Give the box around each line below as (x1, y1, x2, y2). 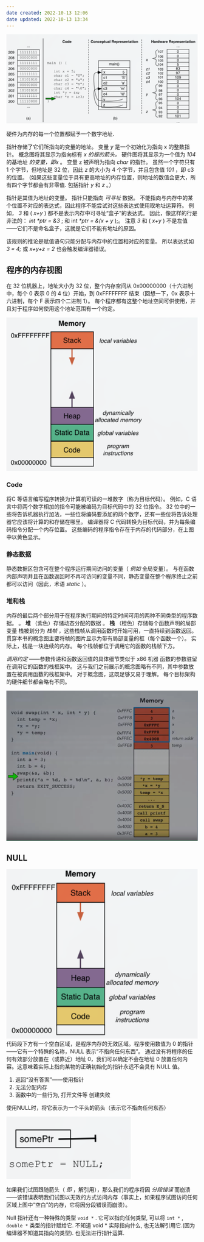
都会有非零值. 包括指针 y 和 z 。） (32, 182, 115, 189)
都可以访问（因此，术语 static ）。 (6, 580, 90, 588)
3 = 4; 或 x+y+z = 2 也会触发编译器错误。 (6, 245, 110, 253)
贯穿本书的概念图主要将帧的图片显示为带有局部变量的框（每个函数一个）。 (6, 635, 190, 642)
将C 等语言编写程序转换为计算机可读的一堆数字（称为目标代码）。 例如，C (6, 495, 190, 503)
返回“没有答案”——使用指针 (15, 1076, 84, 1083)
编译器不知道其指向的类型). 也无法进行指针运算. (6, 1229, 125, 1237)
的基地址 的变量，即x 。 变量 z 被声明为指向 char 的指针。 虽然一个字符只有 (6, 158, 195, 166)
